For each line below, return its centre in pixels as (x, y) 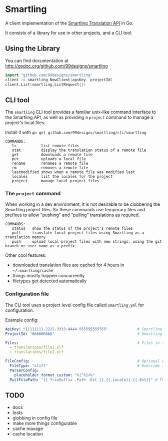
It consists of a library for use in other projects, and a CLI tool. (69, 33)
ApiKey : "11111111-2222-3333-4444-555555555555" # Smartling (84, 329)
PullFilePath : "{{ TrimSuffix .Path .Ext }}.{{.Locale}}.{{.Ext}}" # (83, 380)
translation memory (25, 237)
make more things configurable (44, 423)
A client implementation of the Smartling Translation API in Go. (69, 23)
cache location (28, 434)
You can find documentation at (37, 61)
